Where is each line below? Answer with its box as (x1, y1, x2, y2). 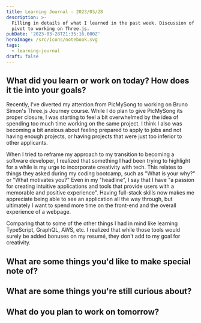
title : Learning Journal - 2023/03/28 (6, 8, 103, 15)
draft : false (6, 53, 39, 59)
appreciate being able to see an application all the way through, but (6, 196, 173, 203)
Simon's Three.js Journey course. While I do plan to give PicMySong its (6, 107, 183, 115)
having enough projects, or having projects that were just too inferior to (6, 133, 182, 140)
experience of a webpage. (6, 208, 71, 216)
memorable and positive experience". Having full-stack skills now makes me (6, 189, 195, 196)
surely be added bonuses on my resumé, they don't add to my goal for (6, 232, 181, 240)
